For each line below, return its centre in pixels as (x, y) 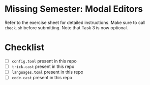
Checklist (25, 48)
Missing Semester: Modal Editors (74, 9)
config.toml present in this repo (44, 61)
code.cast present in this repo (42, 78)
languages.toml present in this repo (47, 72)
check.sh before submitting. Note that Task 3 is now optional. (66, 27)
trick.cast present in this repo (43, 66)
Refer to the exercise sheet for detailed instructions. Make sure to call (75, 22)
